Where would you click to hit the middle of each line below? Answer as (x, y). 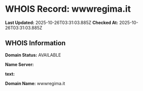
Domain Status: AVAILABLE (33, 55)
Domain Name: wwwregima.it (35, 83)
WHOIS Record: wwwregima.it (68, 9)
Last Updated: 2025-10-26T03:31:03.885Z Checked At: (62, 23)
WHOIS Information (36, 43)
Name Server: (20, 64)
